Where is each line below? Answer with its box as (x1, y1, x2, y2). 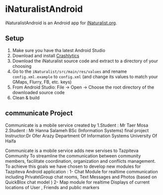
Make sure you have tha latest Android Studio (12, 47, 106, 53)
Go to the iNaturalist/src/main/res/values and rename (12, 68, 127, 74)
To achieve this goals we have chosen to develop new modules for (5, 163, 141, 169)
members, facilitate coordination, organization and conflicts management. (5, 158, 156, 164)
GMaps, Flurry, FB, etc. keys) (12, 79, 72, 85)
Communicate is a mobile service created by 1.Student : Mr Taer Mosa (5, 122, 149, 128)
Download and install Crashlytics (12, 52, 79, 58)
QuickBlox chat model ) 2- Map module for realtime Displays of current (5, 179, 150, 185)
